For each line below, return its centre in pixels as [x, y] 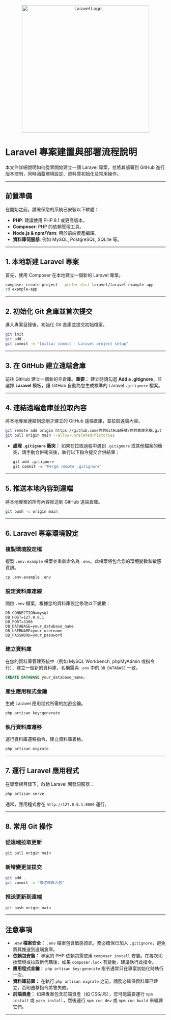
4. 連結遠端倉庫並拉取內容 [46, 407]
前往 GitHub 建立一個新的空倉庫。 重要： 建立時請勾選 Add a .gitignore [79, 379]
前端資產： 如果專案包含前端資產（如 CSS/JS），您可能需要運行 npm [83, 994]
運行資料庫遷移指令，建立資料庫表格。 [45, 739]
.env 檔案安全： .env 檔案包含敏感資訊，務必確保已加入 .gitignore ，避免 [89, 943]
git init [15, 334]
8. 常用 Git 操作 [29, 827]
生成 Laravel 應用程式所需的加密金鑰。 [45, 703]
